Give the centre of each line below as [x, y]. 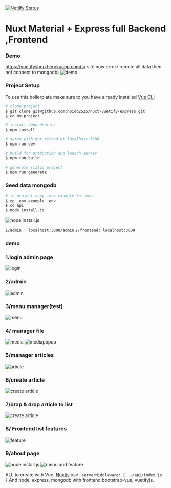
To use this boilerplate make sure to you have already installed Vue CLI [80, 97]
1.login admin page [29, 257]
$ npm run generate [26, 172]
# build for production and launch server [51, 153]
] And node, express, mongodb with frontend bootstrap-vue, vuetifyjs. [80, 480]
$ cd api [15, 206]
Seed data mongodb [31, 185]
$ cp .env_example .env [31, 201]
